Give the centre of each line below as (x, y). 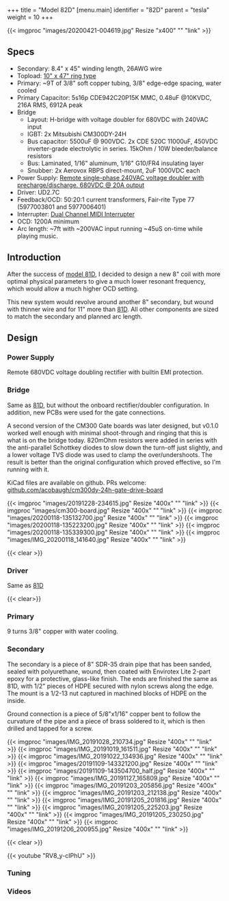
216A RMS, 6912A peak (50, 105)
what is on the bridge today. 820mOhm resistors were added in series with (112, 440)
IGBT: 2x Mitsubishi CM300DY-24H (77, 134)
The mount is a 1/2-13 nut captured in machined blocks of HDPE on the (107, 693)
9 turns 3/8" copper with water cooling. (63, 631)
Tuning (19, 873)
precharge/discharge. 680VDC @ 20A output (81, 185)
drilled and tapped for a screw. (50, 728)
